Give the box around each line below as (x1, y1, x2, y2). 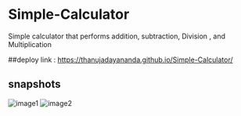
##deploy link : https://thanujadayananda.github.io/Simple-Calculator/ (8, 55, 233, 64)
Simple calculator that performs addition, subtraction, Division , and (8, 31, 225, 41)
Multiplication (8, 39, 52, 49)
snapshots (8, 78, 61, 91)
